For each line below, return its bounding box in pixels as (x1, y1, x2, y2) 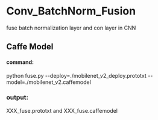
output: (6, 93, 29, 102)
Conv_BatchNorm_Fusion (6, 4, 136, 18)
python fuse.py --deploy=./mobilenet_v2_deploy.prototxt (6, 72, 147, 79)
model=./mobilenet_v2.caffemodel (6, 78, 92, 86)
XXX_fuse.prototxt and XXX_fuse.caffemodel (6, 107, 118, 114)
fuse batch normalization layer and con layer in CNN (6, 24, 136, 31)
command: (6, 58, 34, 66)
